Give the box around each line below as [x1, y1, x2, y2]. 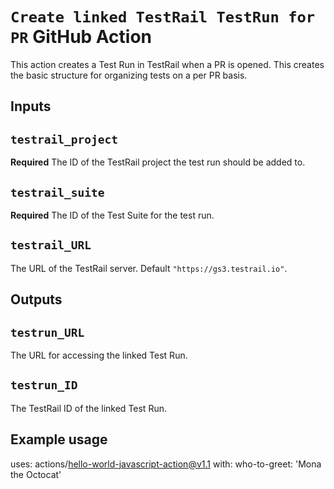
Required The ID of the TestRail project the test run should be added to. [10, 156, 306, 168]
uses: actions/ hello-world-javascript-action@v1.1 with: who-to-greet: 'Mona [10, 458, 322, 470]
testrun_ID [10, 378, 78, 393]
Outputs [10, 291, 63, 308]
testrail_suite [10, 185, 105, 200]
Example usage [10, 431, 108, 448]
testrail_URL [10, 238, 92, 253]
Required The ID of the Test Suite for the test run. [10, 209, 215, 221]
